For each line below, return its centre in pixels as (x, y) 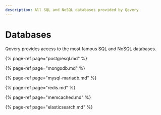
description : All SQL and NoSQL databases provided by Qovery (72, 10)
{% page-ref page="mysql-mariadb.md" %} (51, 78)
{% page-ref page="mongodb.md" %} (45, 68)
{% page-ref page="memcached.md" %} (48, 97)
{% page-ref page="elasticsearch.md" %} (49, 107)
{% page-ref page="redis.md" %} (40, 87)
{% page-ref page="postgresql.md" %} (46, 58)
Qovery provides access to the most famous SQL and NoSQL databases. (81, 49)
